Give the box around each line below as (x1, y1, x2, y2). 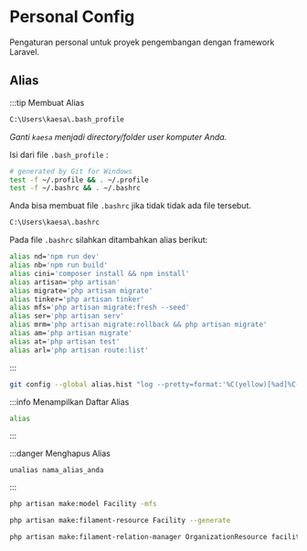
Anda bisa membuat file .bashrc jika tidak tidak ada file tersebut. (9, 200, 252, 211)
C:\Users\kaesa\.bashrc (9, 217, 101, 228)
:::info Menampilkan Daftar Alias (9, 396, 130, 408)
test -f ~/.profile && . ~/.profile (9, 175, 149, 185)
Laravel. (9, 46, 39, 57)
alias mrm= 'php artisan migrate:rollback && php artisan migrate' (9, 320, 268, 330)
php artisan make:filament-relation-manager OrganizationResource (9, 533, 268, 542)
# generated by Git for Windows (9, 166, 132, 175)
